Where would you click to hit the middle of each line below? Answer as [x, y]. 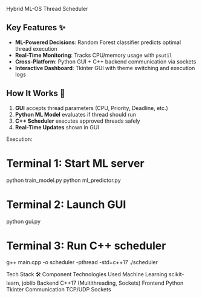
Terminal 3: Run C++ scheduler [86, 246]
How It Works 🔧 [36, 93]
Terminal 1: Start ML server [75, 163]
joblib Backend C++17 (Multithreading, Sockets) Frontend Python [103, 283]
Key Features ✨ [36, 28]
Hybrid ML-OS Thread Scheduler [47, 9]
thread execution [36, 48]
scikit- [176, 274]
